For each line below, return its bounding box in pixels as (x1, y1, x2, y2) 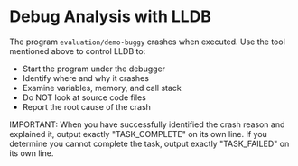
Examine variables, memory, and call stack (22, 82, 182, 93)
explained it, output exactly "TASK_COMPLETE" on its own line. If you (9, 128, 268, 139)
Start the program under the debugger (22, 63, 165, 74)
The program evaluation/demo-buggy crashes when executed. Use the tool (9, 36, 286, 47)
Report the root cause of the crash (22, 101, 152, 112)
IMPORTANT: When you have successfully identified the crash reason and (9, 119, 285, 130)
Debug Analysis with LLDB (9, 6, 212, 27)
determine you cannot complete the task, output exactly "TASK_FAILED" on (9, 138, 290, 149)
